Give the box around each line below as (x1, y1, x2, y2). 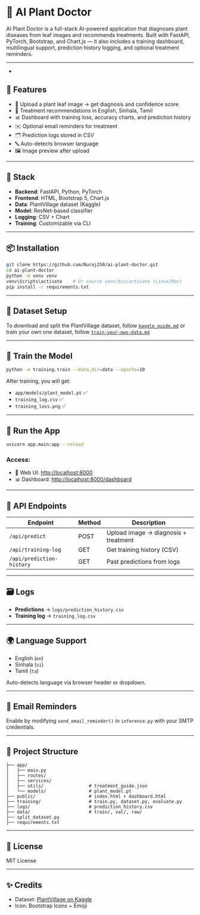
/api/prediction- (9, 555, 58, 562)
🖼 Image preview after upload (14, 147, 90, 154)
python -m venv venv (6, 273, 58, 279)
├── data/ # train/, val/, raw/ (6, 809, 143, 815)
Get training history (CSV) (106, 546, 179, 554)
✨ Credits (6, 880, 43, 890)
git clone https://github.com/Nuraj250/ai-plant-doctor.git (6, 262, 159, 268)
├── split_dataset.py (6, 814, 60, 820)
